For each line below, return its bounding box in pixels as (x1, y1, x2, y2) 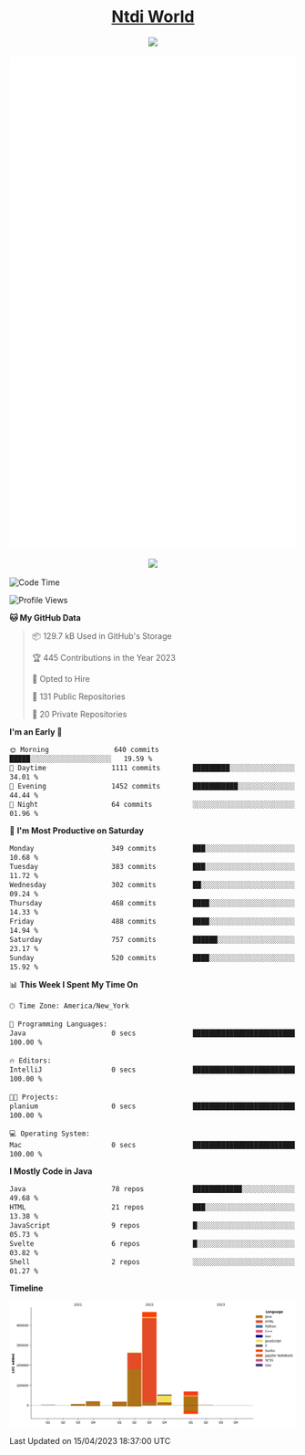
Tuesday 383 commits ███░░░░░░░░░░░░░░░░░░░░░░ (9, 862, 296, 871)
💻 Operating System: (9, 1129, 91, 1138)
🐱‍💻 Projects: (9, 1093, 59, 1102)
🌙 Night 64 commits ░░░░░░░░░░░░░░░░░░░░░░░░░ (9, 800, 296, 809)
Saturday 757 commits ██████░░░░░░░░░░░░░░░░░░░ (9, 935, 296, 944)
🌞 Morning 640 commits (9, 745, 159, 754)
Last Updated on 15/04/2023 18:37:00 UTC (9, 1435, 171, 1446)
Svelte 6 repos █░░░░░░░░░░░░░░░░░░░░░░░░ (9, 1239, 296, 1248)
